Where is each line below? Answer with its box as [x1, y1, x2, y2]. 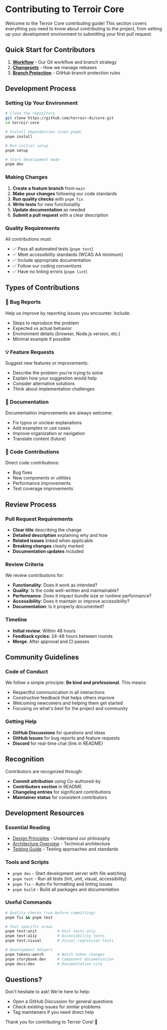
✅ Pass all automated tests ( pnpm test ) [12, 246, 93, 252]
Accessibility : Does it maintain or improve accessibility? [12, 598, 130, 604]
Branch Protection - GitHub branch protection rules [12, 70, 121, 76]
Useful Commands [5, 899, 52, 906]
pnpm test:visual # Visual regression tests [5, 938, 114, 943]
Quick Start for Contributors [5, 45, 95, 54]
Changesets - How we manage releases [12, 64, 97, 70]
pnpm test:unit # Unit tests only [5, 929, 96, 934]
